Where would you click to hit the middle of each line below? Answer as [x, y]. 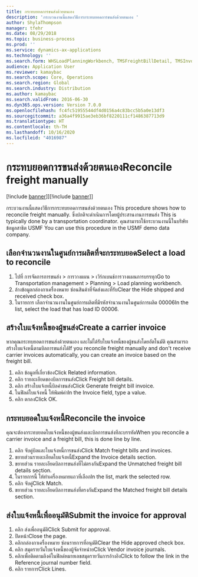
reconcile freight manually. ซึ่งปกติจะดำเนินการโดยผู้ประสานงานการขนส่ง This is [91, 214]
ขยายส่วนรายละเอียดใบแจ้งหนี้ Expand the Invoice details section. [85, 457]
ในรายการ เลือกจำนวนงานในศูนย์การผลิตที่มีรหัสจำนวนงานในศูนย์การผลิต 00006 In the [101, 302]
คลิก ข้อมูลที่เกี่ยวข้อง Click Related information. [66, 373]
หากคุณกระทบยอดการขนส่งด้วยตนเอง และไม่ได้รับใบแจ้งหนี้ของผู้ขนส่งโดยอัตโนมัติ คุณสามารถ [97, 342]
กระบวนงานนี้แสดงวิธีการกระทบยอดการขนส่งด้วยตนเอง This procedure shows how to [96, 208]
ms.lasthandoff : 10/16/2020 [41, 133]
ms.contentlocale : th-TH [37, 127]
